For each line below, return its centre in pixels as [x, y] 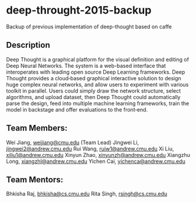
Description [28, 45]
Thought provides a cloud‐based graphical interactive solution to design [94, 78]
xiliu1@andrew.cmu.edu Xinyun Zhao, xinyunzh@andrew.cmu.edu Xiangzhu [98, 155]
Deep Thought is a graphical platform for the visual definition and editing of [98, 59]
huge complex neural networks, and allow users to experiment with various [97, 84]
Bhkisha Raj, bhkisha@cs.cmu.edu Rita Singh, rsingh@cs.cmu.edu [87, 194]
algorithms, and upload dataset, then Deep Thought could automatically [94, 97]
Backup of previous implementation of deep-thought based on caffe [89, 27]
